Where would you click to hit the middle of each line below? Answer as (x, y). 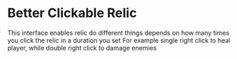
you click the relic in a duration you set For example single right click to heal (119, 40)
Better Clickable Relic (72, 13)
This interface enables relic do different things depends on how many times (118, 33)
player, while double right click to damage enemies (82, 48)
